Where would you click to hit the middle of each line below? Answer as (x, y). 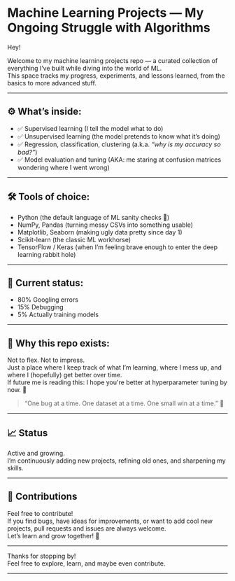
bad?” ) (27, 152)
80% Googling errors (48, 300)
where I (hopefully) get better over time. (65, 375)
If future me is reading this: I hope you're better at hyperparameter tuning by (117, 382)
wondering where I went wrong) (63, 167)
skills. (15, 468)
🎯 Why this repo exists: (58, 343)
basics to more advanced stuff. (52, 83)
